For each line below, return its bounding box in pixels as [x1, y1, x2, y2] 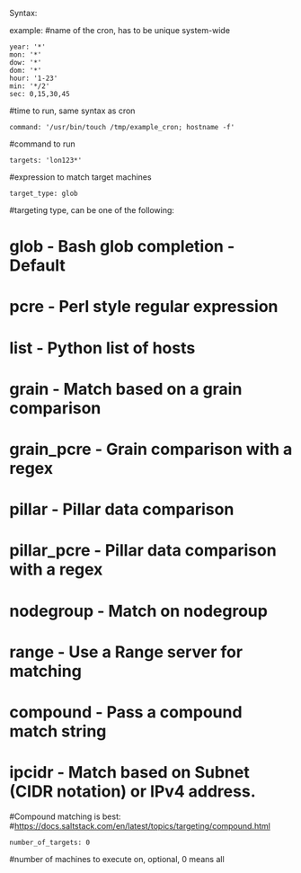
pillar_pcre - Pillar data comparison [9, 540, 277, 561]
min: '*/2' [9, 82, 50, 91]
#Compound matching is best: [9, 811, 121, 822]
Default [9, 255, 66, 276]
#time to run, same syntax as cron [9, 105, 136, 116]
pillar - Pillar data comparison [9, 499, 235, 520]
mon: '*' [9, 50, 42, 59]
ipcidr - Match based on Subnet [9, 762, 250, 783]
